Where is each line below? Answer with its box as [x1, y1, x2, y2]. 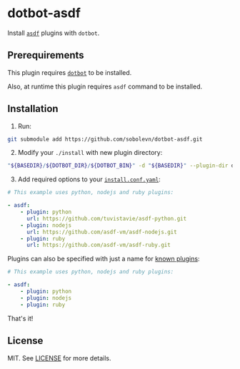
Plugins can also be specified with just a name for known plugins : [7, 255, 200, 263]
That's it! [7, 314, 34, 323]
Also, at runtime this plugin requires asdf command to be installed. [7, 82, 203, 91]
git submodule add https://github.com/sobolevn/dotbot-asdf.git [7, 136, 203, 143]
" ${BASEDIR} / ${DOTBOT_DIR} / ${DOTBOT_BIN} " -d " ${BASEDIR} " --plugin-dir [7, 162, 229, 169]
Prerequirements [7, 49, 84, 61]
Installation [7, 103, 59, 115]
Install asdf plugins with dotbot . [7, 29, 100, 37]
